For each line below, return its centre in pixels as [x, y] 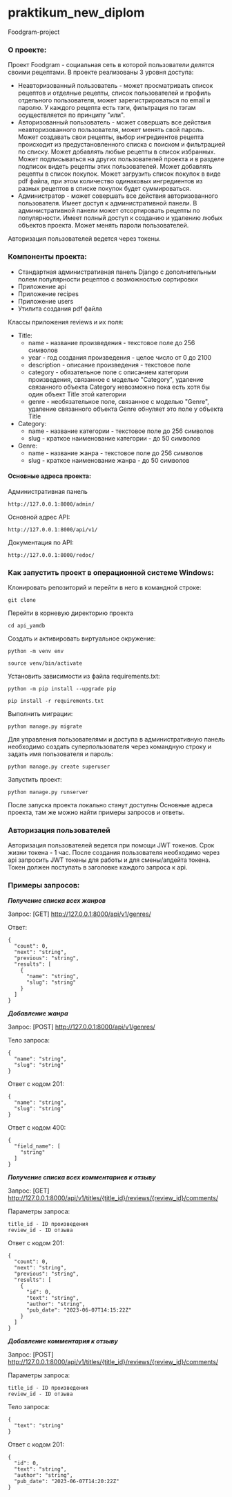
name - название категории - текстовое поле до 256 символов [121, 431]
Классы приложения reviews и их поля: [66, 322]
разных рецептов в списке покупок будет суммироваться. [105, 189]
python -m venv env [36, 652]
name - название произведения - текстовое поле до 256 [112, 342]
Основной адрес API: [39, 517]
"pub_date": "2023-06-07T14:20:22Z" [67, 1481]
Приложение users [46, 301]
